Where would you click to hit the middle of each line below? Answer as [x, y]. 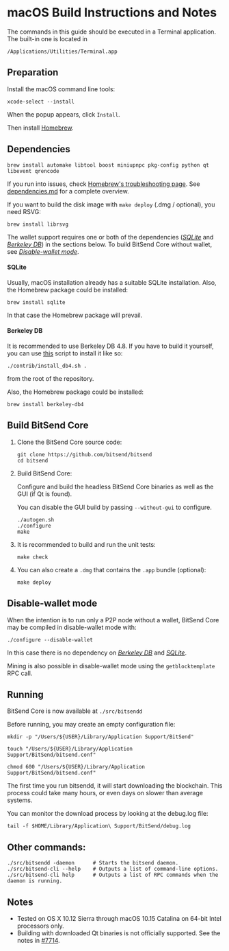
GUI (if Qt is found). [44, 494]
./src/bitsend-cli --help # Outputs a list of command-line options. [113, 869]
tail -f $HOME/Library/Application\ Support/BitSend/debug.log [99, 826]
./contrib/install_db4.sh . [47, 366]
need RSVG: [24, 211]
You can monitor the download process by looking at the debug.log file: [108, 814]
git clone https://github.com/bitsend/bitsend [84, 454]
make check [32, 557]
